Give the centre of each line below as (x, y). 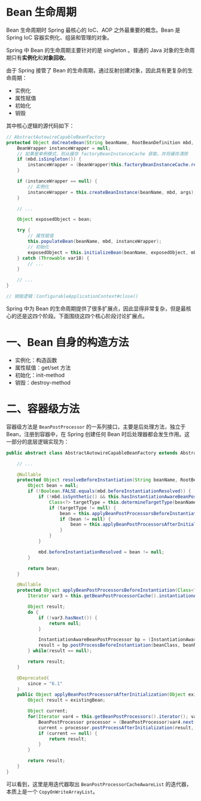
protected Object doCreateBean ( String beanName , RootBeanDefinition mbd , (100, 142)
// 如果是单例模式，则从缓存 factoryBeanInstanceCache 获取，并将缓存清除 (103, 154)
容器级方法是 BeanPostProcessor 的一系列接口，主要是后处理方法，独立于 (96, 427)
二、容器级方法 (43, 409)
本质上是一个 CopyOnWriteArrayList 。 (52, 791)
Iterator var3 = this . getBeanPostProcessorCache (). (94, 596)
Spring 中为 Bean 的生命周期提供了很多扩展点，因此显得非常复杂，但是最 (96, 308)
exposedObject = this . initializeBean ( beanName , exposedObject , (108, 252)
